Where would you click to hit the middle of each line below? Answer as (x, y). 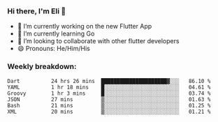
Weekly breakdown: (42, 67)
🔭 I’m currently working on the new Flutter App (85, 26)
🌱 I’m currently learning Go (56, 33)
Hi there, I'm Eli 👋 (37, 11)
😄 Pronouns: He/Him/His (54, 49)
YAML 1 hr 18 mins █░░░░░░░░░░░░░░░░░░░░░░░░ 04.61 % (109, 87)
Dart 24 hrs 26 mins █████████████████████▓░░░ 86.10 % (109, 81)
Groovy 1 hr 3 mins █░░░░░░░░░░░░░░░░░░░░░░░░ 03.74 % (109, 93)
